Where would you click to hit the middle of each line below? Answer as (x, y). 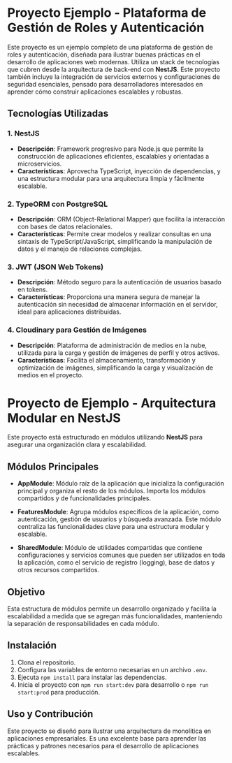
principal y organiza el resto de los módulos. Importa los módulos (111, 491)
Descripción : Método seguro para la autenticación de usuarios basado (119, 282)
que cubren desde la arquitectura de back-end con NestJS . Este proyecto (114, 69)
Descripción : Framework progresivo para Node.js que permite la (110, 149)
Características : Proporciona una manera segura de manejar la (109, 297)
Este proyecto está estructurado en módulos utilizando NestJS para (105, 437)
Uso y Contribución (50, 714)
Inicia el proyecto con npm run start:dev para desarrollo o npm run (113, 684)
